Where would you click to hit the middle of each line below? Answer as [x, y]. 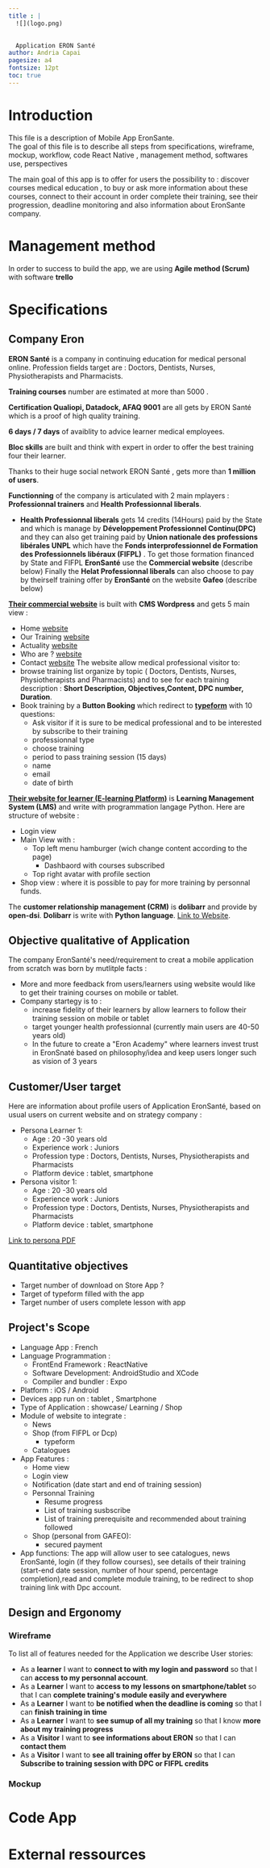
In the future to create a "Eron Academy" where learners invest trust [145, 1044]
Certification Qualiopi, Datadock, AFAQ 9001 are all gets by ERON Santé [130, 407]
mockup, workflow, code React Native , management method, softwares [128, 155]
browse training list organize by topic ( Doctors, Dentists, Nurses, [128, 671]
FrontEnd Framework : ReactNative [90, 1364]
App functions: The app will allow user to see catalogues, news [125, 1553]
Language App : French [59, 1347]
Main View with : [47, 840]
